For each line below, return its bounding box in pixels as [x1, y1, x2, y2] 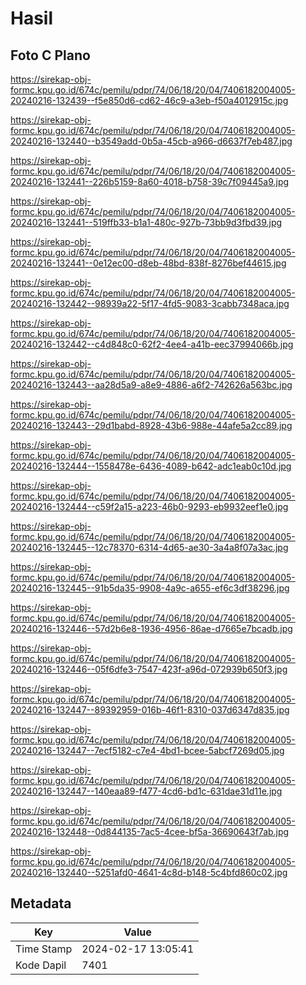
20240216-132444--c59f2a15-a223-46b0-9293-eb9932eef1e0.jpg [10, 501, 289, 512]
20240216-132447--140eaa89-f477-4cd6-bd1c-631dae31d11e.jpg [10, 785, 283, 797]
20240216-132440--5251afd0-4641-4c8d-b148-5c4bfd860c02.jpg [10, 867, 288, 878]
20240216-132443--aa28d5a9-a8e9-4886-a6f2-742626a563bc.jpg [10, 379, 293, 391]
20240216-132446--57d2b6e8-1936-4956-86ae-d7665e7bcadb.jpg [10, 623, 293, 634]
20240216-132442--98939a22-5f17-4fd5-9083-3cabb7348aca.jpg [10, 298, 290, 309]
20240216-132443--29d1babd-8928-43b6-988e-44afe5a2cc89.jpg [10, 420, 293, 431]
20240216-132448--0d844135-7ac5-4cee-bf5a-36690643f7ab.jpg [10, 826, 290, 837]
